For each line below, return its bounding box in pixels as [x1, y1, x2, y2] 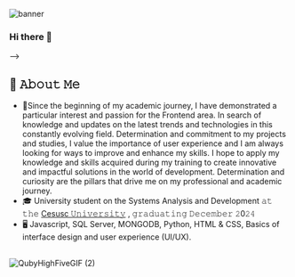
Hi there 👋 [9, 30, 53, 43]
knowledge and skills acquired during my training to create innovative [21, 157, 277, 168]
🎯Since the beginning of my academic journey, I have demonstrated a [21, 101, 277, 111]
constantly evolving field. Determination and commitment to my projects [21, 129, 287, 140]
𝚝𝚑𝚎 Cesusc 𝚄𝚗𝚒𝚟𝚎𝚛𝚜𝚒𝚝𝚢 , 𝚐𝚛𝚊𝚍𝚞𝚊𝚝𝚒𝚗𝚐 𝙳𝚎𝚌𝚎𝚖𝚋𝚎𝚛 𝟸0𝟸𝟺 [21, 208, 256, 219]
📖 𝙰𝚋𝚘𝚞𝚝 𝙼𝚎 [9, 77, 81, 92]
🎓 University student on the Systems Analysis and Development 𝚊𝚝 [21, 196, 273, 207]
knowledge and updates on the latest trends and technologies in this [21, 119, 273, 130]
